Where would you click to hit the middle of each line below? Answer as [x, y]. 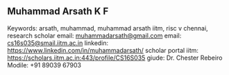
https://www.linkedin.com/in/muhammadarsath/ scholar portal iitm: [103, 50]
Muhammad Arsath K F [58, 11]
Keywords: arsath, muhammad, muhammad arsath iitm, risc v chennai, [108, 28]
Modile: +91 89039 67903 [44, 65]
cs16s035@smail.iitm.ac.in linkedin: [58, 43]
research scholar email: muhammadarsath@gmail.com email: [94, 35]
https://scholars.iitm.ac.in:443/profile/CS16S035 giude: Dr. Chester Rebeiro [115, 58]
